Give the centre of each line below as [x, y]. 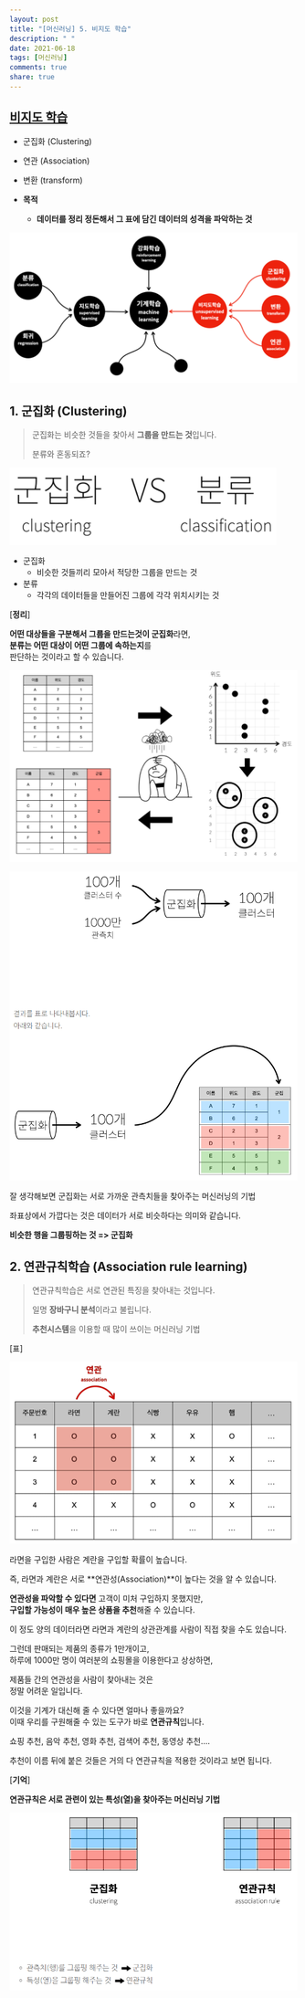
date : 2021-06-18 [42, 48]
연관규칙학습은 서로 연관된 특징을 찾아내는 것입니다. [123, 1290]
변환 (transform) [53, 180]
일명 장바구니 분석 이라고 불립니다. [92, 1309]
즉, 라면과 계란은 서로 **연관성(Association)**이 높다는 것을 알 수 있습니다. [143, 1579]
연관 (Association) [56, 161]
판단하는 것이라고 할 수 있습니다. [67, 657]
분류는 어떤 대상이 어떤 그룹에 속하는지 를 [81, 646]
